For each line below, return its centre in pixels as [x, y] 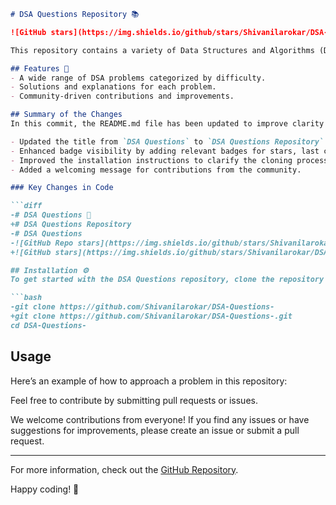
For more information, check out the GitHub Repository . [124, 469]
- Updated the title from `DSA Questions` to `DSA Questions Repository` [167, 141]
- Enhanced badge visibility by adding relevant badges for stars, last [165, 151]
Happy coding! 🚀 [45, 489]
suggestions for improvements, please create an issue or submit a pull [155, 430]
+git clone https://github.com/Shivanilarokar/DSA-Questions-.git [151, 316]
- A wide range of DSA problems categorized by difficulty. [138, 78]
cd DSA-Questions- [48, 325]
